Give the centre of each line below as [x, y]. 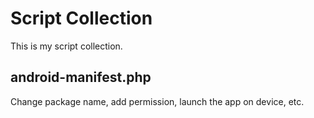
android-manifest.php [81, 77]
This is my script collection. [66, 46]
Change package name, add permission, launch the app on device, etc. [157, 101]
